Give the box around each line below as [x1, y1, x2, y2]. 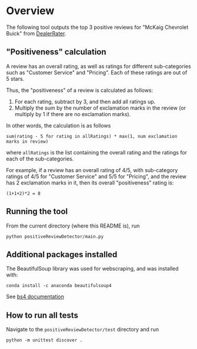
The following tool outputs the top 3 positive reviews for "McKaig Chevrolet [6, 24, 189, 31]
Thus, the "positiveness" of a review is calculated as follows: [6, 87, 153, 94]
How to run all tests [6, 310, 78, 320]
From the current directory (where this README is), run [6, 222, 140, 229]
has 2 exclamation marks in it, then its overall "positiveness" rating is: [6, 179, 174, 186]
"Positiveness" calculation [6, 47, 107, 57]
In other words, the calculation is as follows [6, 122, 111, 129]
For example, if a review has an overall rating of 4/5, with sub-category [6, 166, 178, 173]
